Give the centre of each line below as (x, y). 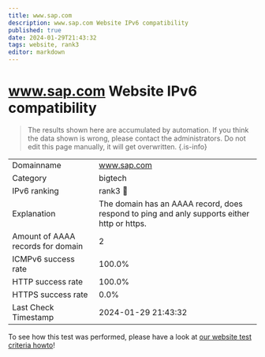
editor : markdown (37, 52)
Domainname (37, 165)
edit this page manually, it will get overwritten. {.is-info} (117, 146)
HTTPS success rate (50, 295)
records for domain (48, 246)
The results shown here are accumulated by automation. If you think (138, 130)
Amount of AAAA (44, 236)
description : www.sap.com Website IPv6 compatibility (99, 23)
